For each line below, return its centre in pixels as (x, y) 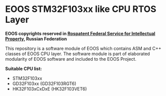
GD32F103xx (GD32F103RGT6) (44, 84)
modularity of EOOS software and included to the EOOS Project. (71, 59)
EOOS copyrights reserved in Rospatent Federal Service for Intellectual (80, 33)
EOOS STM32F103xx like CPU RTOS (81, 9)
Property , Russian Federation (36, 39)
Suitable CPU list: (24, 69)
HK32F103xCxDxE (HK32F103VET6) (50, 89)
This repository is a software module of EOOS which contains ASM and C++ (83, 48)
